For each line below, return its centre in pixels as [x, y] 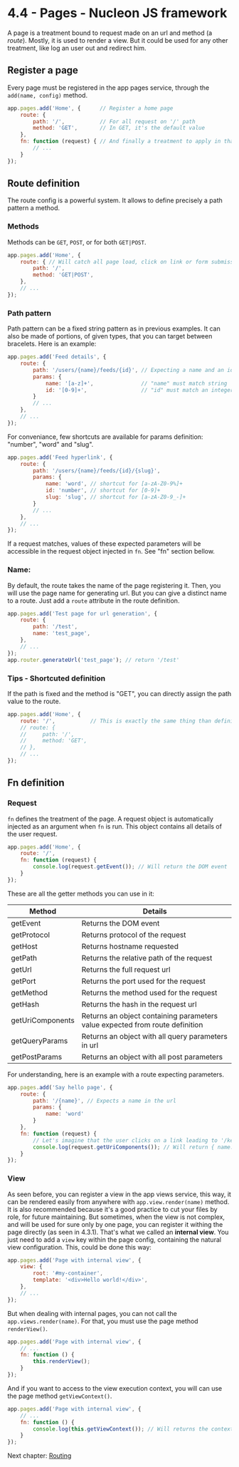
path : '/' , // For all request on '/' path [114, 121]
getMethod [30, 992]
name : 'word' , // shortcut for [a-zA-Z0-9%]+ [114, 484]
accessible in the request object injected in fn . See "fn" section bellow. [111, 551]
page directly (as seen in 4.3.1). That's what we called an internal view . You [118, 1232]
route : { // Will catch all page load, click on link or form [114, 261]
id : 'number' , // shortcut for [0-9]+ [103, 491]
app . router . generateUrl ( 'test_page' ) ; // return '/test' [94, 660]
